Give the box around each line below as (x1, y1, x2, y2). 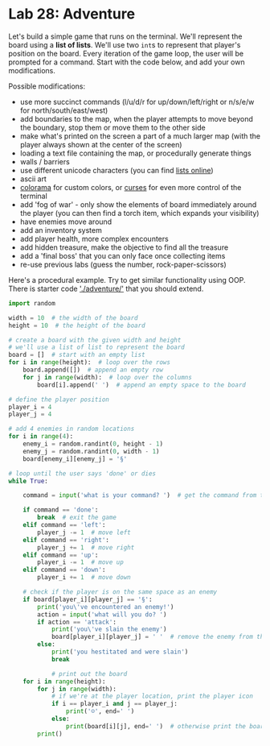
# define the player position (8, 396, 110, 404)
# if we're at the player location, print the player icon (51, 692, 253, 701)
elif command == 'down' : (22, 566, 106, 574)
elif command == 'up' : (22, 551, 99, 559)
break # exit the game (37, 513, 117, 522)
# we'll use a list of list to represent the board (8, 343, 185, 351)
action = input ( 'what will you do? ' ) (37, 610, 167, 619)
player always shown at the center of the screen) (19, 139, 182, 149)
